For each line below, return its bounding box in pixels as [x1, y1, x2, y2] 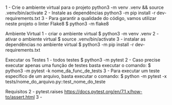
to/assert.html [5, 94, 35, 100]
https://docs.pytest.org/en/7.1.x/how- [64, 89, 143, 94]
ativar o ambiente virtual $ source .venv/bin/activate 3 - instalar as [5, 36, 146, 42]
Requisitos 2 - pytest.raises [5, 89, 63, 94]
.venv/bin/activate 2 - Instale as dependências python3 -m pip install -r [5, 10, 156, 16]
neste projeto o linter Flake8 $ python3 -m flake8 [5, 20, 109, 27]
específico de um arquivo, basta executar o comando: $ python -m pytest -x [5, 73, 167, 79]
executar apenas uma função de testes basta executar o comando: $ [5, 62, 151, 68]
